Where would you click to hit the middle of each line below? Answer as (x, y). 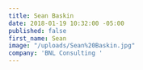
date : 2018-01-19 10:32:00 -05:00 (67, 23)
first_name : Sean (38, 38)
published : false (38, 31)
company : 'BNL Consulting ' (56, 53)
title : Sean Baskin (41, 16)
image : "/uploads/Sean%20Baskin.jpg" (72, 46)
